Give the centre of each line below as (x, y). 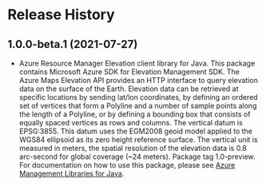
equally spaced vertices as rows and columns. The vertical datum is (131, 123)
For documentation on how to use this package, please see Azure (127, 165)
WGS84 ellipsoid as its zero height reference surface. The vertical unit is (138, 140)
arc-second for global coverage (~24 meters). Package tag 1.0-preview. (137, 156)
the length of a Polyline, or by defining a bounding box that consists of (135, 114)
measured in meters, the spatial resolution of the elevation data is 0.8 (133, 148)
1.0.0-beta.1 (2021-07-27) (73, 44)
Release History (61, 15)
